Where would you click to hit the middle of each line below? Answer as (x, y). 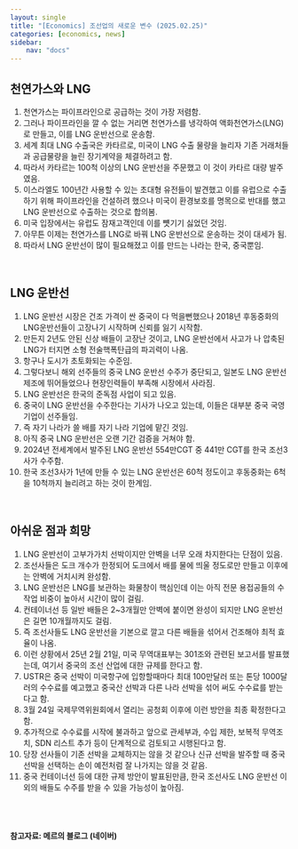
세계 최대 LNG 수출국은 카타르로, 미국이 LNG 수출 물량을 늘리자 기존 (141, 145)
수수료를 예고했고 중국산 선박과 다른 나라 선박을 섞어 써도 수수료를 (153, 687)
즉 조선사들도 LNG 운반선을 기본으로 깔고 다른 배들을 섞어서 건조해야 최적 (149, 631)
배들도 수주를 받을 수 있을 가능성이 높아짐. (112, 787)
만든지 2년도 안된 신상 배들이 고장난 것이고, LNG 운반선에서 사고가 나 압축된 (153, 338)
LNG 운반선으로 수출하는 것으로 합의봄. (90, 212)
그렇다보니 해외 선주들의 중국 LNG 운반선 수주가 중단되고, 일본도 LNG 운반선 (155, 372)
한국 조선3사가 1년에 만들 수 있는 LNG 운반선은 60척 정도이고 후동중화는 (147, 471)
